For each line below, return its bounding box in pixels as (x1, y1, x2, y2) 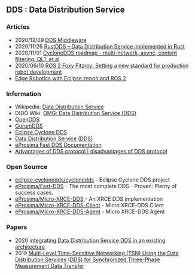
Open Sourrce (6, 162, 48, 171)
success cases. (14, 189, 54, 197)
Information (6, 89, 41, 98)
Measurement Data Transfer (14, 262, 85, 269)
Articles (6, 23, 30, 31)
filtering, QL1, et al (14, 55, 60, 62)
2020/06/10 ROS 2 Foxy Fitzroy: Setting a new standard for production (14, 62, 189, 69)
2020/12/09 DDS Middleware (14, 36, 87, 44)
